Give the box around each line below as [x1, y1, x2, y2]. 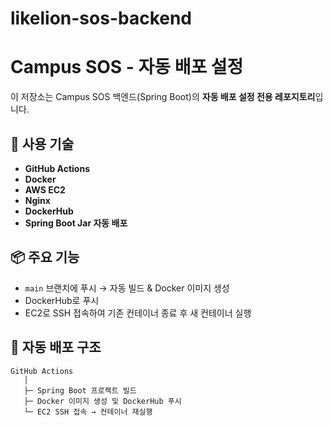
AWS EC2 [24, 183, 66, 196]
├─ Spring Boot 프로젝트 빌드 [23, 385, 137, 396]
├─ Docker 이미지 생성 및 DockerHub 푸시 [23, 396, 182, 406]
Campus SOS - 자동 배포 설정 [10, 56, 244, 79]
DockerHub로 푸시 [24, 294, 100, 306]
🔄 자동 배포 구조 [10, 339, 102, 356]
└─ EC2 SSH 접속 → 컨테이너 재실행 [23, 407, 153, 417]
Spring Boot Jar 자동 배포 [24, 217, 128, 229]
